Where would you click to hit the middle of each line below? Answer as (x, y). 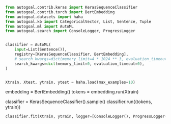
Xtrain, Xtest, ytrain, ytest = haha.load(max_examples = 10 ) (70, 82)
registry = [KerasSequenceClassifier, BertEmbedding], (72, 54)
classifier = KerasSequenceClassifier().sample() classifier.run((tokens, (79, 102)
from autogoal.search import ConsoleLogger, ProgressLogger (70, 31)
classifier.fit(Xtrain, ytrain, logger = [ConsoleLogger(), (68, 117)
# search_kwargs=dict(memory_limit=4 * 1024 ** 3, (69, 59)
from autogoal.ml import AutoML (39, 26)
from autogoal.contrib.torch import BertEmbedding (60, 12)
